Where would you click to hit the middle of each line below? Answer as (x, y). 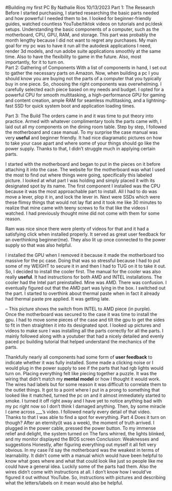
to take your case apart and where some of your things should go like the (82, 143)
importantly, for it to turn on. (35, 62)
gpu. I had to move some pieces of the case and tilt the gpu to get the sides (85, 320)
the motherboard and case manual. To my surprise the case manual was (81, 132)
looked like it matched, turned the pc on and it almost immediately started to (85, 395)
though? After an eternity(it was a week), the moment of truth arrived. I (80, 423)
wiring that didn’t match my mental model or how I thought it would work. (83, 379)
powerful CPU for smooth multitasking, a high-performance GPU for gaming (85, 95)
